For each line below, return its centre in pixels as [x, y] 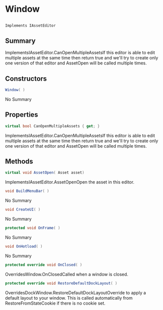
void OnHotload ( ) [24, 246]
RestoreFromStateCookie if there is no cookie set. [55, 303]
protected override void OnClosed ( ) [44, 265]
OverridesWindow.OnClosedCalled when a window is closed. [67, 274]
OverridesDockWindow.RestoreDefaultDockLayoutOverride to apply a [76, 293]
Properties [22, 115]
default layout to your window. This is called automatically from [69, 298]
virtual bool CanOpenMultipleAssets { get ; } [52, 126]
